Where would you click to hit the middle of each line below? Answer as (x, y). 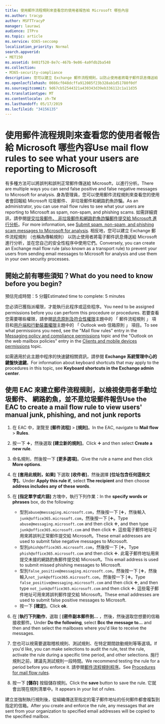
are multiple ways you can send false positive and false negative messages (81, 189)
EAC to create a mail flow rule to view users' (74, 407)
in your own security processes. (38, 259)
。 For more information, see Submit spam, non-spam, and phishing (86, 224)
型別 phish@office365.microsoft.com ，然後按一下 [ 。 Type (79, 547)
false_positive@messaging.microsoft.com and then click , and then (89, 582)
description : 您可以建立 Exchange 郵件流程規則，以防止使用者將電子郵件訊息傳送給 (82, 78)
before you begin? (34, 284)
